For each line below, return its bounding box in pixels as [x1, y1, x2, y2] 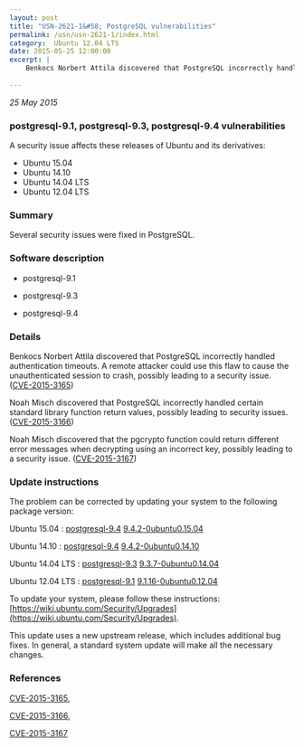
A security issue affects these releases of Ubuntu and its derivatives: [9, 140, 266, 151]
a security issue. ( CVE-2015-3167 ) [9, 453, 138, 464]
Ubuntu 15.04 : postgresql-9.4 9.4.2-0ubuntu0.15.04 [9, 524, 204, 534]
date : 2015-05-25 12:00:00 [9, 47, 111, 56]
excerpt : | [9, 55, 51, 64]
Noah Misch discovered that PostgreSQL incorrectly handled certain [9, 397, 264, 408]
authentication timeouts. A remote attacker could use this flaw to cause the [9, 360, 290, 371]
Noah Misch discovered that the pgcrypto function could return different [9, 433, 280, 444]
